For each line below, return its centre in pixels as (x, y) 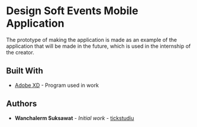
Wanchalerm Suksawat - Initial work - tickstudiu (74, 118)
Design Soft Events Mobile (72, 11)
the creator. (20, 52)
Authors (22, 104)
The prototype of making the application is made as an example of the (92, 40)
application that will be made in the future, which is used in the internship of (98, 46)
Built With (25, 71)
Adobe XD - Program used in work (57, 85)
